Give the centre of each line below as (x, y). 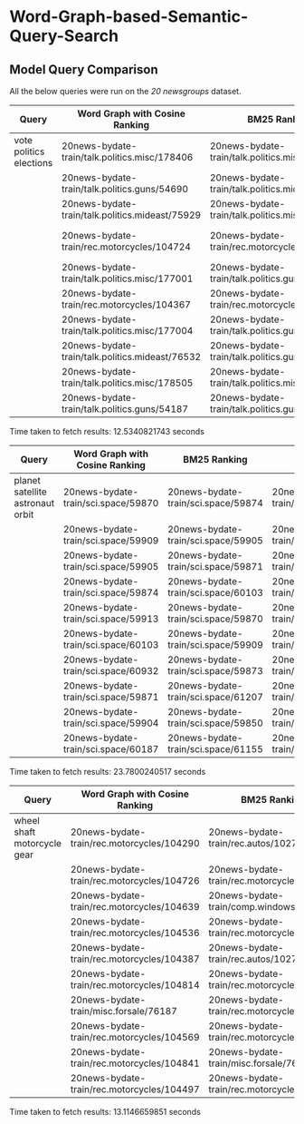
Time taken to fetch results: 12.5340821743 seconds (107, 431)
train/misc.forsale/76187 (124, 1011)
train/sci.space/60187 (111, 749)
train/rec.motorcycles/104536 (135, 933)
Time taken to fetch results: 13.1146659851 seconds (105, 1112)
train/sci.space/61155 (215, 749)
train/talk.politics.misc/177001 (128, 279)
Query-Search (64, 36)
